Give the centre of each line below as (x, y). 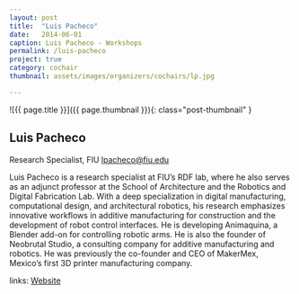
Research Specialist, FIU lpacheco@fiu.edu (89, 159)
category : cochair (44, 68)
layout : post (34, 18)
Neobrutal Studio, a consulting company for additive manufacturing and (142, 244)
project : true (36, 59)
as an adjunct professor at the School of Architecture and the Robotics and (148, 186)
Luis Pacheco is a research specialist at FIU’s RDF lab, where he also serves (149, 177)
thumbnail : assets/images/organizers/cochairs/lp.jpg (112, 76)
